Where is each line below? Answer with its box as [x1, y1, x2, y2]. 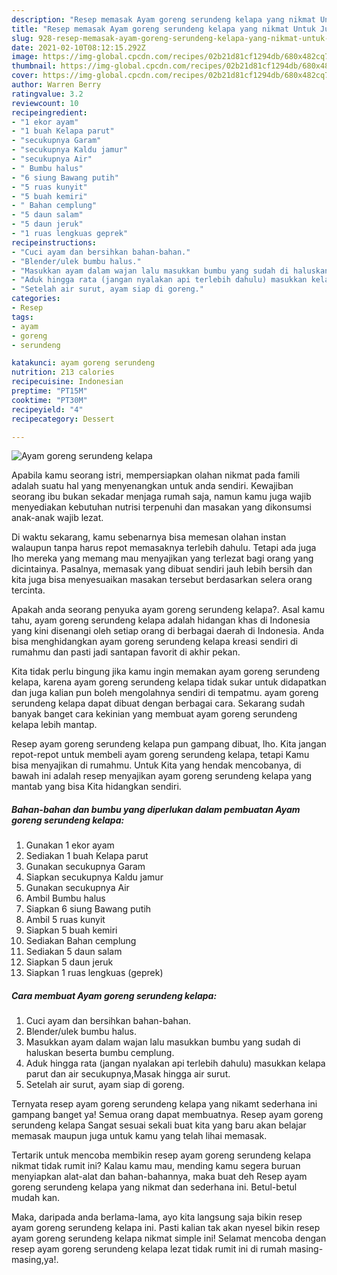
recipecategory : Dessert [11, 414, 115, 424]
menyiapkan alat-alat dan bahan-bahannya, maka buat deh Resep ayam [11, 1171, 308, 1183]
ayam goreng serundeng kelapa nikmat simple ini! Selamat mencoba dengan [11, 1232, 327, 1245]
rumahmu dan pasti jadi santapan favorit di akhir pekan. [11, 646, 241, 658]
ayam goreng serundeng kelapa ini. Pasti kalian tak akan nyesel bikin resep [11, 1222, 321, 1234]
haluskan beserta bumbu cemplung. [25, 1047, 175, 1059]
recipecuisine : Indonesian [11, 377, 124, 387]
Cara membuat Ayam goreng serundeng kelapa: [11, 989, 218, 1001]
